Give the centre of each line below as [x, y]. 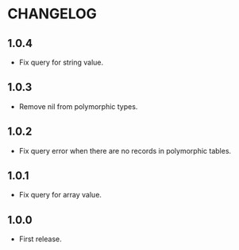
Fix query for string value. [61, 62]
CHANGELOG [52, 14]
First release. [40, 239]
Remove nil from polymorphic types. [78, 106]
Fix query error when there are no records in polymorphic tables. [125, 150]
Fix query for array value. [60, 195]
